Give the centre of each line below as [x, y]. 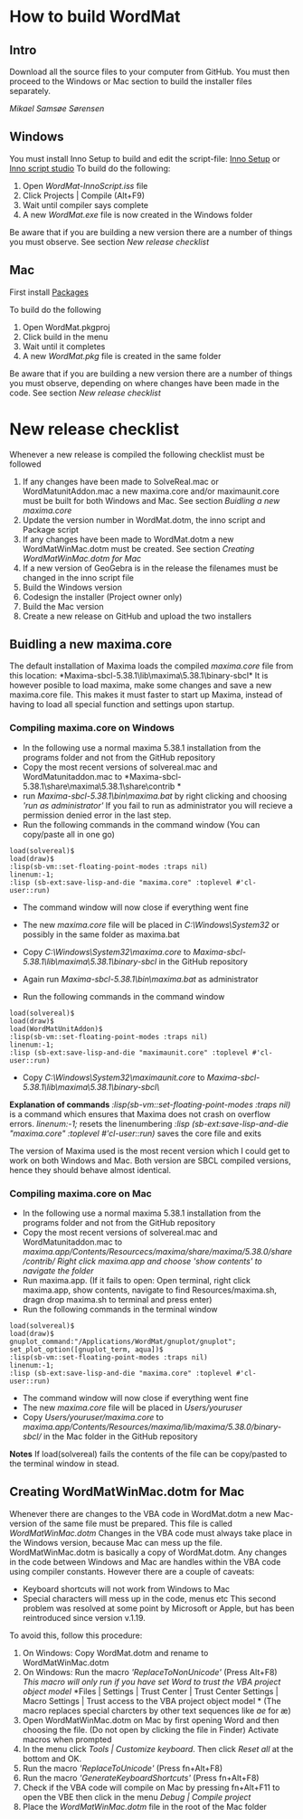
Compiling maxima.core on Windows [92, 728]
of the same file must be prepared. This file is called [136, 1523]
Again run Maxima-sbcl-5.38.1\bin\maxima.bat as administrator [140, 979]
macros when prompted [67, 1739]
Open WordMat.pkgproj [66, 327]
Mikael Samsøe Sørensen [57, 109]
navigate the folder [58, 1270]
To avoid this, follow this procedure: [76, 1635]
